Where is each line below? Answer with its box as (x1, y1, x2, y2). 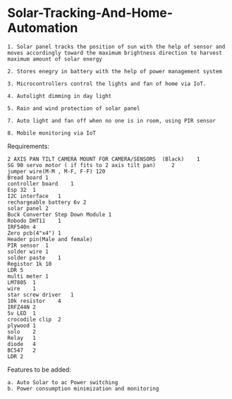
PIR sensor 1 (7, 242, 49, 249)
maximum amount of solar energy (7, 55, 102, 63)
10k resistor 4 (7, 297, 61, 305)
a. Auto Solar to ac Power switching (7, 379, 118, 386)
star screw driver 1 (7, 291, 74, 298)
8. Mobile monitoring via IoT (7, 129, 97, 137)
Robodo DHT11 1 (7, 217, 61, 224)
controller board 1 (7, 180, 74, 188)
